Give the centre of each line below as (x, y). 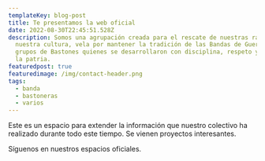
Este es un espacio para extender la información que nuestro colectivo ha (128, 126)
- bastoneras (37, 96)
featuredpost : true (40, 67)
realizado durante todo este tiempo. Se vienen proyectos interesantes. (122, 134)
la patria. (33, 60)
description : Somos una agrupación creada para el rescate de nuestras (128, 37)
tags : (17, 81)
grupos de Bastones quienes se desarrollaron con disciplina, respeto (134, 52)
